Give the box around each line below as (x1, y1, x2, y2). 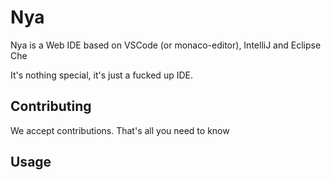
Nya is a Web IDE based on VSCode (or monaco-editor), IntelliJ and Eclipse (10, 39, 322, 51)
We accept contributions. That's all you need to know (10, 124, 230, 136)
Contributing (10, 98, 92, 115)
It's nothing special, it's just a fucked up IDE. (10, 69, 193, 81)
